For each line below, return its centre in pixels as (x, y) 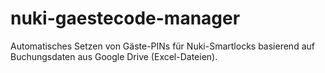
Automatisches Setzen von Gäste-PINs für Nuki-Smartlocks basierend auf (162, 46)
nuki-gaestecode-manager (125, 18)
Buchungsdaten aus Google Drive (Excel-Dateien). (114, 56)
